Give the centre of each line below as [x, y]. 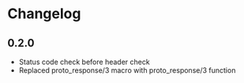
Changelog [44, 14]
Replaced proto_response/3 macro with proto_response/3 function [127, 70]
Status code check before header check [84, 62]
